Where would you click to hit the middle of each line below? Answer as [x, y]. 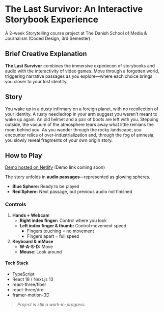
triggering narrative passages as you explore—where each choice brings [79, 76]
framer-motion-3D [31, 295]
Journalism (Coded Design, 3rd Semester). [48, 38]
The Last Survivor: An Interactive [74, 9]
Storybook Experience [52, 19]
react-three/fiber [29, 284]
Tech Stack [17, 263]
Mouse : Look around [41, 251]
